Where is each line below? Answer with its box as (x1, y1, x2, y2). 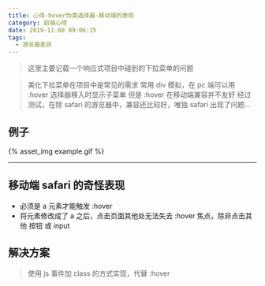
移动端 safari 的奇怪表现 (8, 179, 125, 192)
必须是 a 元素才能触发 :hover (19, 201, 113, 210)
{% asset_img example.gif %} (8, 147, 105, 156)
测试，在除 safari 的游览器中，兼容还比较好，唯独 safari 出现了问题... (27, 100, 251, 110)
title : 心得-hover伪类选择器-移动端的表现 (8, 11, 134, 20)
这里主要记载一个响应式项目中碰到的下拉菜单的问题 (27, 64, 194, 73)
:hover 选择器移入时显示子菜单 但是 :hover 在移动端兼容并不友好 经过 (27, 90, 252, 99)
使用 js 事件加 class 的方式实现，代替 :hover (27, 269, 170, 278)
